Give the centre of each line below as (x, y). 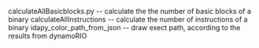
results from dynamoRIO (48, 36)
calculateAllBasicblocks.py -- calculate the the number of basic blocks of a (130, 11)
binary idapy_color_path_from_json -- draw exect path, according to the (124, 27)
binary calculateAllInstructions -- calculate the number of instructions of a (128, 19)
